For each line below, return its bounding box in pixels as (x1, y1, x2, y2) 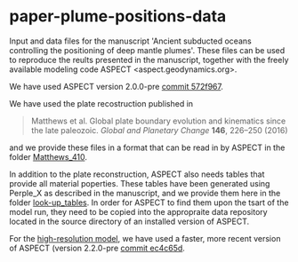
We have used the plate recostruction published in (9, 98, 194, 108)
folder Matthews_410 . (9, 151, 87, 162)
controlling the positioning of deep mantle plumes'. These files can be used (9, 44, 286, 55)
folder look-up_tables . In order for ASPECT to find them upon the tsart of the (9, 197, 289, 208)
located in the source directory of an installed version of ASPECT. (9, 216, 250, 226)
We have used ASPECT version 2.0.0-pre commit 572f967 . (9, 81, 224, 91)
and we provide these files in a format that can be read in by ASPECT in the (9, 142, 286, 153)
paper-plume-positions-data (9, 6, 227, 27)
